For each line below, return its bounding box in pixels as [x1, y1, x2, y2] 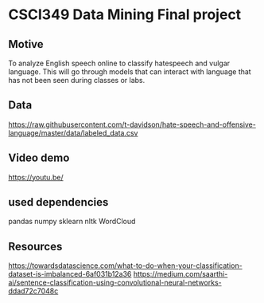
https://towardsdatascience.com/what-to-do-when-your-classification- [8, 261, 243, 270]
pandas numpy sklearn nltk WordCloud [8, 217, 136, 226]
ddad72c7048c [8, 286, 59, 296]
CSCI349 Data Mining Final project [8, 6, 242, 24]
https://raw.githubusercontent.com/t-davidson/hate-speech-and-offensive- [8, 120, 256, 129]
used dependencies [8, 195, 109, 209]
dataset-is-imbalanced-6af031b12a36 [8, 270, 132, 279]
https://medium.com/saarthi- [133, 270, 228, 279]
